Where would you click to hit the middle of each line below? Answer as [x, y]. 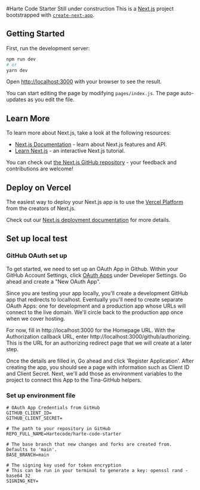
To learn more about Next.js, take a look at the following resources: [89, 133]
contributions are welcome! [40, 169]
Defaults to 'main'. [32, 450]
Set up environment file [41, 395]
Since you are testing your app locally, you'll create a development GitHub [97, 293]
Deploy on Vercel [39, 188]
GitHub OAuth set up [37, 255]
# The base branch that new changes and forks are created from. [89, 445]
